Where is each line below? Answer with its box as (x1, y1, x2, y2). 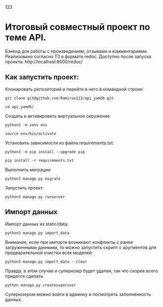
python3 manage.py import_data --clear (5, 259, 87, 264)
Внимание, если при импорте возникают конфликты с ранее (5, 239, 133, 245)
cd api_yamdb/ (5, 104, 35, 109)
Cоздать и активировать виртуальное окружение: (5, 113, 111, 119)
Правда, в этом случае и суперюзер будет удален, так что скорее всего (5, 268, 158, 273)
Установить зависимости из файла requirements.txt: (5, 140, 114, 146)
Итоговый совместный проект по (5, 22, 150, 33)
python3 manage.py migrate (5, 176, 61, 181)
